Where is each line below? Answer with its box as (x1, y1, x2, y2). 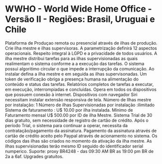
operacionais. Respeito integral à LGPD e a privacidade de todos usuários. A (5, 50, 158, 56)
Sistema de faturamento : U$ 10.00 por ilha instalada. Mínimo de (5, 107, 133, 113)
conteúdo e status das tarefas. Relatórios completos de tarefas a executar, (5, 81, 154, 87)
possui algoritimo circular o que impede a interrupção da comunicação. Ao (5, 66, 154, 71)
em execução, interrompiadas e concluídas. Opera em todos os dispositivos (5, 86, 157, 92)
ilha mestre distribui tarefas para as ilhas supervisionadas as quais (5, 55, 138, 61)
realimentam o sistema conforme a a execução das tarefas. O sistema (5, 61, 145, 66)
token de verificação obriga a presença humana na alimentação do (5, 76, 139, 82)
